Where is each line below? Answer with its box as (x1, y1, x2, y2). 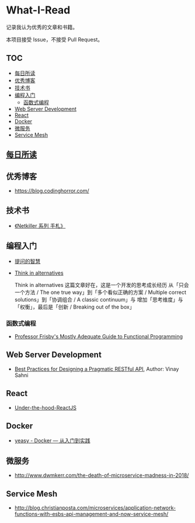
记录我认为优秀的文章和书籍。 (6, 23, 78, 30)
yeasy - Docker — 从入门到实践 (14, 437, 90, 444)
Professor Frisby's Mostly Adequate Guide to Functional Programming (14, 332, 183, 340)
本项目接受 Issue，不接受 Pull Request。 (6, 36, 103, 43)
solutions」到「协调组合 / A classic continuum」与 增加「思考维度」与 (14, 296, 183, 303)
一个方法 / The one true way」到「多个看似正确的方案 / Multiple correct (14, 289, 187, 296)
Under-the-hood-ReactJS (14, 404, 77, 411)
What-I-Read (6, 4, 71, 17)
